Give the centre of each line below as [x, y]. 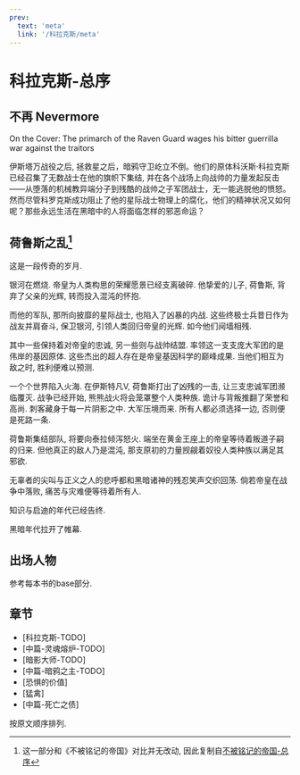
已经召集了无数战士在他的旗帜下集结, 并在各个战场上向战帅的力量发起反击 [144, 178]
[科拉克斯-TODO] [54, 637]
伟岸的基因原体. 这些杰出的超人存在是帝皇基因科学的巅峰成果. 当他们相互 [143, 356]
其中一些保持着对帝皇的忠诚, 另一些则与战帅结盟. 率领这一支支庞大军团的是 [146, 346]
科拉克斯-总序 [60, 81]
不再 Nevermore [54, 117]
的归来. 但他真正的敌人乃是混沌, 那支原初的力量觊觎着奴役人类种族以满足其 [146, 450]
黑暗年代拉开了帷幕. [46, 529]
